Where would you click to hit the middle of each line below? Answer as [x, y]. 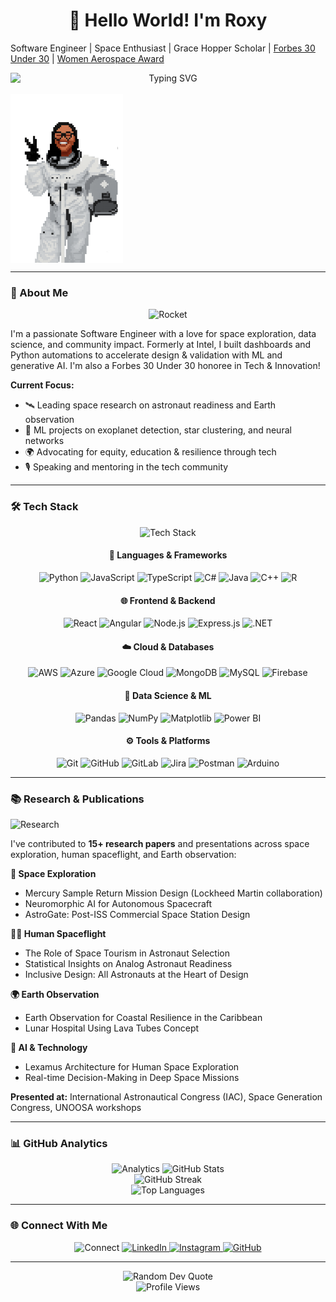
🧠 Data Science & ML [168, 695]
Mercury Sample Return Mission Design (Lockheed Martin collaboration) [173, 893]
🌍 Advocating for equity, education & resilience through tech [150, 452]
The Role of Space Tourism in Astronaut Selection [127, 953]
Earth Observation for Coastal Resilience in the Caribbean [143, 1018]
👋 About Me [39, 293]
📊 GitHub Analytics [59, 1144]
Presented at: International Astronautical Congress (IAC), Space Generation [166, 1097]
